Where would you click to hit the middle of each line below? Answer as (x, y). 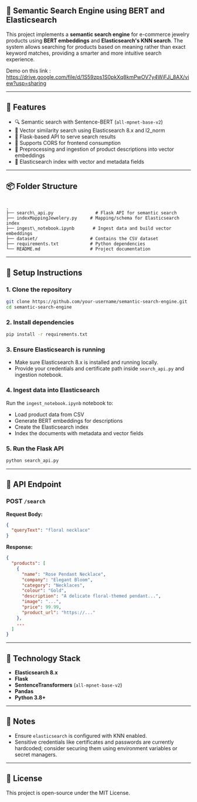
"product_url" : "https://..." (58, 612)
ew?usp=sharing (26, 83)
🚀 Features (26, 107)
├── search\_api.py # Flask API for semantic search (91, 213)
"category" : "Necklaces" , (53, 585)
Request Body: (24, 514)
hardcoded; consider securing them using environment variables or (96, 748)
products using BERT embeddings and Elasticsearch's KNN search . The (95, 40)
